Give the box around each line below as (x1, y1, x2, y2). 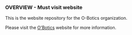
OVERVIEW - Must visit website (5, 4, 83, 11)
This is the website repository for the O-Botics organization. (5, 15, 128, 21)
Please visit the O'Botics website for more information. (5, 25, 117, 31)
